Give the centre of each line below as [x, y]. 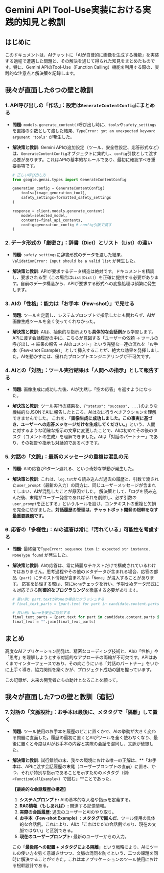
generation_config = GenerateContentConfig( [58, 188]
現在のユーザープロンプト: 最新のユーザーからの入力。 [74, 836]
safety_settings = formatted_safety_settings [66, 198]
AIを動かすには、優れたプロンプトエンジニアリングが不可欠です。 [87, 356]
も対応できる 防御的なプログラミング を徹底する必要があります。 [76, 590]
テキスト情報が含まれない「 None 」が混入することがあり [94, 577]
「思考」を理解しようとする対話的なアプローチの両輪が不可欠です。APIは [79, 657]
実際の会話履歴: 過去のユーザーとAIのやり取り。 [68, 812]
